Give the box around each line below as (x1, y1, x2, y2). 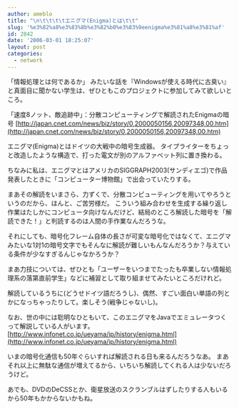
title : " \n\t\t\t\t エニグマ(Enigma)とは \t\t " (7, 17, 139, 24)
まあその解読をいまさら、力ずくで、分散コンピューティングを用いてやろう (7, 190, 225, 198)
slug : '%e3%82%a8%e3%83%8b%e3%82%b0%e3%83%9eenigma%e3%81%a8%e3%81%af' (7, 24, 225, 31)
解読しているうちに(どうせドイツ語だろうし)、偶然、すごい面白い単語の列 (7, 289, 224, 297)
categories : (7, 51, 43, 58)
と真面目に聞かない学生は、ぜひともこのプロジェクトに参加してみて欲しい (7, 86, 226, 95)
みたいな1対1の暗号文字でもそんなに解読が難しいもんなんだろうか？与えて (7, 240, 225, 249)
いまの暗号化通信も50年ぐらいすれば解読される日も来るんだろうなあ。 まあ (7, 352, 230, 361)
